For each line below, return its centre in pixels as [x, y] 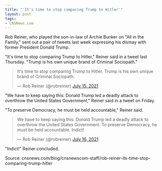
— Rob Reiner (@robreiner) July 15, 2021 [58, 86]
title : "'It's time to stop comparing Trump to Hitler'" [64, 9]
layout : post [18, 14]
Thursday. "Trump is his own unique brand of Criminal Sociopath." [71, 62]
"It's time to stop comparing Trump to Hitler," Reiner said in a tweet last [76, 57]
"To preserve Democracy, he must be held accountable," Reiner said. [74, 110]
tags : [10, 19]
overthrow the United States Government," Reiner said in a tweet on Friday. [80, 101]
